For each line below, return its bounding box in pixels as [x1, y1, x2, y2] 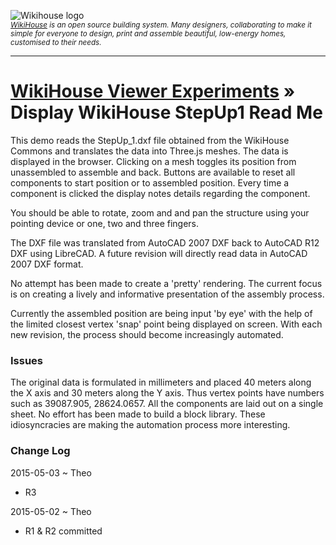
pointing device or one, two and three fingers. [10, 217, 200, 229]
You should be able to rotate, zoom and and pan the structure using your [10, 206, 310, 219]
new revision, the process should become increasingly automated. [10, 328, 284, 340]
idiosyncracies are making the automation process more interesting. [10, 419, 291, 431]
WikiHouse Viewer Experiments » [10, 80, 296, 103]
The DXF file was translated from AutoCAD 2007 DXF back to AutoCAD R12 [10, 236, 320, 249]
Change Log [10, 444, 71, 458]
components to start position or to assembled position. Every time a [10, 176, 290, 189]
